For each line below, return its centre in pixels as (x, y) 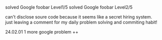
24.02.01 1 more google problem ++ (42, 32)
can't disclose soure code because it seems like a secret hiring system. (79, 17)
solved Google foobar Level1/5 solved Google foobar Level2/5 (69, 7)
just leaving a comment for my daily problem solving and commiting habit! (81, 22)
